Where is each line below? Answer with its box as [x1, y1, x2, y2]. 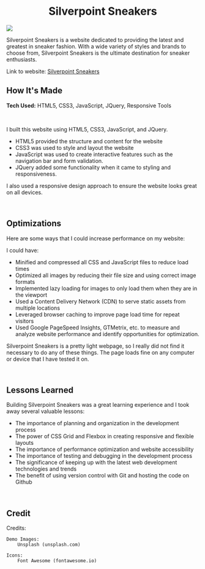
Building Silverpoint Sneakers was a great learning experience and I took [6, 401, 190, 409]
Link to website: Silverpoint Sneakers [6, 68, 100, 75]
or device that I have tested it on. [6, 355, 89, 363]
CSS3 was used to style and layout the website [15, 144, 134, 151]
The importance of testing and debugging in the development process [15, 452, 193, 460]
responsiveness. [15, 170, 57, 178]
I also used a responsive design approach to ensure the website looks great [6, 182, 197, 189]
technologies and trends [15, 465, 77, 473]
